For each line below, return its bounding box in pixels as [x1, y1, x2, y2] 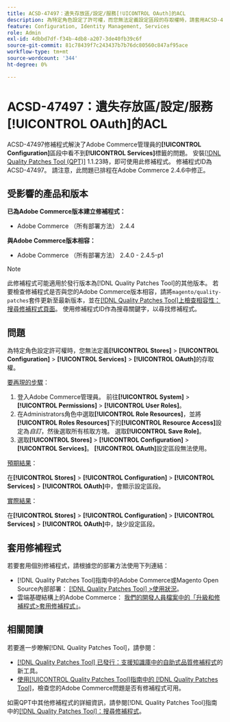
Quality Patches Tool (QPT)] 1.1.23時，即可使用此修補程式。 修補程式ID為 [7, 157, 212, 166]
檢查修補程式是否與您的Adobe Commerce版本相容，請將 [12, 288, 172, 296]
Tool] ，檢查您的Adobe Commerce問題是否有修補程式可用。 [16, 684, 185, 692]
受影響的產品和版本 [7, 188, 88, 199]
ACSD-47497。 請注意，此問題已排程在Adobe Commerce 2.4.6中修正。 [7, 166, 209, 174]
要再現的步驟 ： [7, 379, 49, 387]
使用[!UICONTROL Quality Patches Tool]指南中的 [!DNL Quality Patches [16, 675, 218, 684]
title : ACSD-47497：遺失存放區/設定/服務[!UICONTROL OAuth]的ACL [7, 10, 186, 17]
